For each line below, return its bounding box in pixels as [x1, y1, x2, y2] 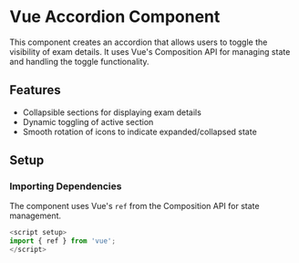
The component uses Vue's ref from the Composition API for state [9, 201, 260, 212]
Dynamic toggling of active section [22, 116, 154, 127]
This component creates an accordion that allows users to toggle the [9, 37, 268, 47]
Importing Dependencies [9, 180, 122, 193]
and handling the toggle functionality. [9, 56, 149, 67]
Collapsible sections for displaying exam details [22, 107, 202, 118]
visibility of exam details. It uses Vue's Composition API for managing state [9, 46, 291, 57]
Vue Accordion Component [9, 6, 221, 27]
